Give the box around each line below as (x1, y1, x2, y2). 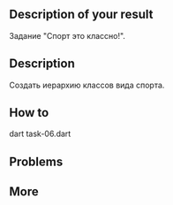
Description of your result (9, 7, 154, 22)
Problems (9, 154, 64, 169)
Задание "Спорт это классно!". (9, 30, 126, 41)
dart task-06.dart (9, 128, 71, 140)
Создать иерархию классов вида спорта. (9, 80, 165, 90)
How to (9, 105, 49, 120)
